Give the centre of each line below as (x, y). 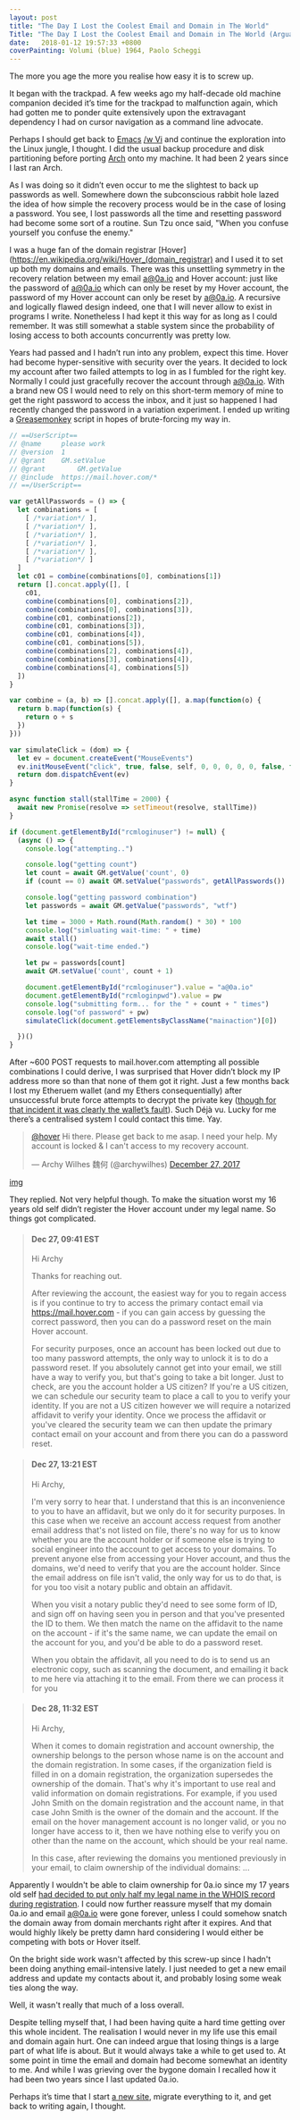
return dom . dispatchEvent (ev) (73, 775)
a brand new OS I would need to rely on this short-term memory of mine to (146, 391)
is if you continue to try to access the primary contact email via (147, 1303)
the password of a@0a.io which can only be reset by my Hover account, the (149, 288)
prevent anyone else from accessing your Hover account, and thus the (161, 1558)
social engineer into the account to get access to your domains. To (154, 1549)
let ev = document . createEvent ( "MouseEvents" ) (105, 758)
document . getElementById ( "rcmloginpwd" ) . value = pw (123, 996)
